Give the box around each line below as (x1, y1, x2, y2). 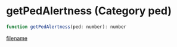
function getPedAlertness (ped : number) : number (6, 24, 127, 30)
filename (6, 35, 28, 42)
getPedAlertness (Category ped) (6, 4, 172, 18)
